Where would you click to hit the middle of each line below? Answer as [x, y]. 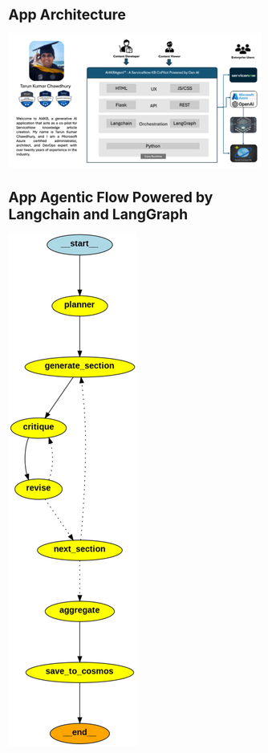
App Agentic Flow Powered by [111, 197]
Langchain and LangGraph [98, 215]
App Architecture [67, 15]
